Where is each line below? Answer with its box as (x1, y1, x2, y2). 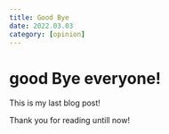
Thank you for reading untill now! (9, 115, 131, 126)
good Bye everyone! (9, 68, 162, 88)
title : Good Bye (9, 13, 69, 22)
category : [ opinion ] (9, 29, 86, 38)
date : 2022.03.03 (9, 21, 74, 30)
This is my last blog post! (9, 97, 101, 108)
